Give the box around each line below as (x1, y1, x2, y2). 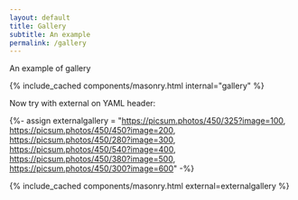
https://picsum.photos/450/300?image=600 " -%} (9, 163, 195, 174)
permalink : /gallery (9, 38, 88, 48)
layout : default (9, 13, 70, 23)
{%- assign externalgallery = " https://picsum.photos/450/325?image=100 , (9, 115, 286, 126)
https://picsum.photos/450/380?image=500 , (9, 154, 176, 165)
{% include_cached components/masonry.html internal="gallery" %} (9, 80, 265, 91)
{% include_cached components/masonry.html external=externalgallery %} (9, 181, 291, 192)
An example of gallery (9, 63, 91, 74)
